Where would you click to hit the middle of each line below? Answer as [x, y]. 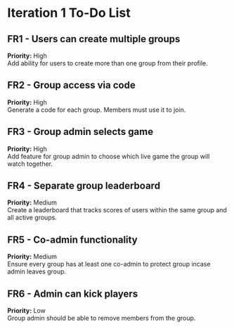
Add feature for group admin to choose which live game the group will [109, 156]
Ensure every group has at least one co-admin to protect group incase [109, 264]
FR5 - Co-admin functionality [73, 239]
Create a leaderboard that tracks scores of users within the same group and [117, 210]
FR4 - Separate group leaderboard [84, 186]
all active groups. [32, 218]
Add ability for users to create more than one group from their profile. [108, 63]
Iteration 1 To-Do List [69, 13]
